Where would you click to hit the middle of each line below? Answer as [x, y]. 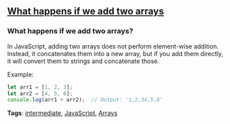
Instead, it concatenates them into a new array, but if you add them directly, [115, 53]
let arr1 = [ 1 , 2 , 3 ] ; [40, 87]
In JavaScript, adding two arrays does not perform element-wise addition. [113, 46]
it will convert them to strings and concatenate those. [83, 61]
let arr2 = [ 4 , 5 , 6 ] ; [40, 94]
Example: [20, 74]
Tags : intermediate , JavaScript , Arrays [63, 113]
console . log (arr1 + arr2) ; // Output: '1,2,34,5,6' [85, 100]
